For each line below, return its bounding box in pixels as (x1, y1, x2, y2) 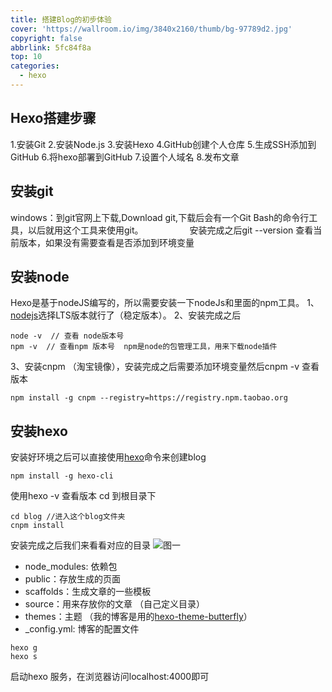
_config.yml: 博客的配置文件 (24, 623, 140, 635)
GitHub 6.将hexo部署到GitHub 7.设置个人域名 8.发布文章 (10, 151, 240, 163)
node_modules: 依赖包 (24, 561, 118, 573)
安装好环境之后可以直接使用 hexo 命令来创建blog (10, 451, 207, 463)
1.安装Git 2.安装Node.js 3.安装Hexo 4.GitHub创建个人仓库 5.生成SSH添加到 (10, 138, 317, 150)
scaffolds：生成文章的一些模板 (24, 586, 152, 598)
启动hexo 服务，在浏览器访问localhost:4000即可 (10, 671, 210, 683)
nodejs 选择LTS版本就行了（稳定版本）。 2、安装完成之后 (10, 309, 242, 321)
